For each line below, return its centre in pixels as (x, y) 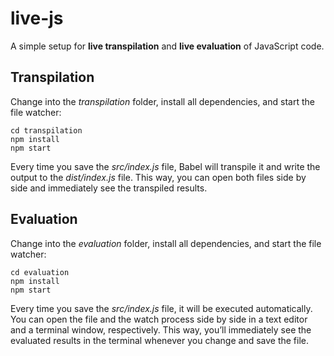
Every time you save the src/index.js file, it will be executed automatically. (161, 308)
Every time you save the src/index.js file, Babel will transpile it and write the (165, 166)
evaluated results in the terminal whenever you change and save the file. (160, 340)
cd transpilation (46, 130)
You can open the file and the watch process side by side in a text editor (159, 319)
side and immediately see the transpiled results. (109, 188)
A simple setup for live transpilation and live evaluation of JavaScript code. (167, 46)
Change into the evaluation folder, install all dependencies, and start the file (166, 243)
